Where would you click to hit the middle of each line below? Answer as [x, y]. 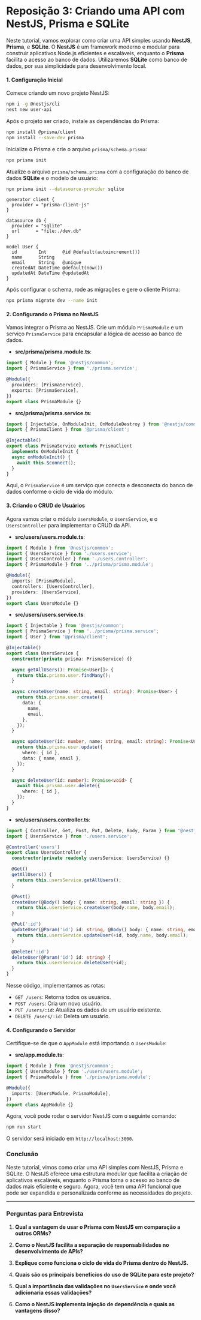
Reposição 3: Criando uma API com [96, 11]
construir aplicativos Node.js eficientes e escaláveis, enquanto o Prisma [95, 53]
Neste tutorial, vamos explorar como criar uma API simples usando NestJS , [99, 40]
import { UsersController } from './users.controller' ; [77, 559]
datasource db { [26, 221]
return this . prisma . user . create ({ [60, 697]
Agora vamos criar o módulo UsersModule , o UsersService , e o [82, 519]
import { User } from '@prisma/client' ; [57, 637]
